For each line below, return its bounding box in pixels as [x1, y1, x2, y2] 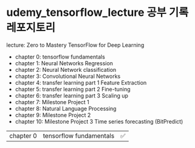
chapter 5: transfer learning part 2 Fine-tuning [15, 85, 131, 93]
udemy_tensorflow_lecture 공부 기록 [6, 5, 189, 19]
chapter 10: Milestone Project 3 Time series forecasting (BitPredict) [15, 118, 183, 125]
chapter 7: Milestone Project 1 [15, 98, 90, 105]
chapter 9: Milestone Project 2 [15, 111, 91, 119]
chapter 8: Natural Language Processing [15, 105, 117, 112]
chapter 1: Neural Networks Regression [15, 59, 114, 67]
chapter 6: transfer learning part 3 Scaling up [15, 92, 129, 99]
